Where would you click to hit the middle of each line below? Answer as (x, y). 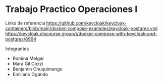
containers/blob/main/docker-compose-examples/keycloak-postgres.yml (82, 28)
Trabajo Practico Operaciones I (71, 9)
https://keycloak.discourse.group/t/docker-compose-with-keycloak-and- (81, 33)
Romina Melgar (28, 58)
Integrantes (17, 48)
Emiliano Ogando (30, 74)
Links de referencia (25, 23)
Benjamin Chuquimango (37, 69)
